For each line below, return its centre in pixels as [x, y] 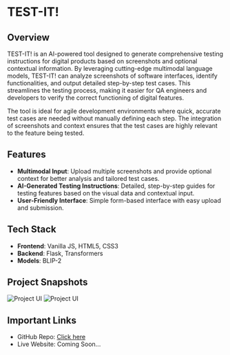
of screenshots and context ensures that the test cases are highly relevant [113, 126]
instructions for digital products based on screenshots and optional [102, 61]
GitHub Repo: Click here [51, 337]
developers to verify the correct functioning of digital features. [96, 98]
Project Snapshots [48, 282]
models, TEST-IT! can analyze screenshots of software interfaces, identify [113, 76]
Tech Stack [32, 229]
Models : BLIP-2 [39, 260]
